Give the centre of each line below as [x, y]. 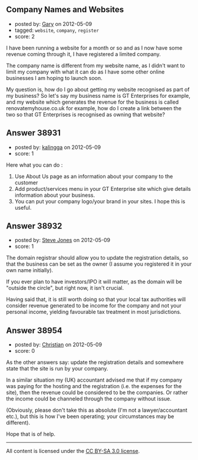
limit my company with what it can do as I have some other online [85, 72]
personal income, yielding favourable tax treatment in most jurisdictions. [94, 312]
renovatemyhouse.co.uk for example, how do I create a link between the [94, 108]
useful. [23, 207]
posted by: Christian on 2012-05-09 [58, 345]
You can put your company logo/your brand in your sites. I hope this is [100, 201]
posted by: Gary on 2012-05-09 [53, 24]
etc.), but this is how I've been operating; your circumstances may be [90, 416]
